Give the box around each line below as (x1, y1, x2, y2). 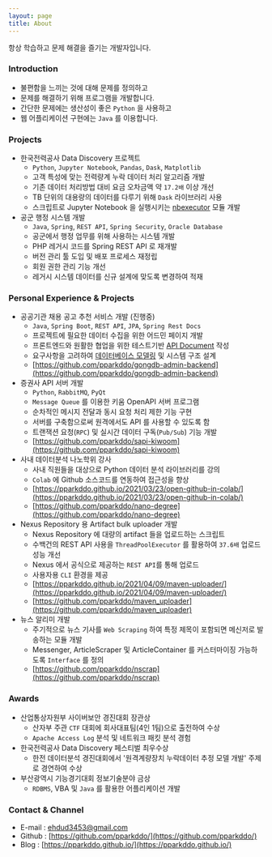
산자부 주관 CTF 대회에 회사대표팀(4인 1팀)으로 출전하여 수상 (32, 723, 220, 732)
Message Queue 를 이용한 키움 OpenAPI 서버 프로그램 (32, 397, 200, 407)
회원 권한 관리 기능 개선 (32, 262, 107, 271)
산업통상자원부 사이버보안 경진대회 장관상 (19, 712, 151, 722)
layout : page (8, 11, 53, 20)
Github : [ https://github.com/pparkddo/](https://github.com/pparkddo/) (19, 831, 257, 841)
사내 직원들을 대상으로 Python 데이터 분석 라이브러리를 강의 (32, 465, 220, 475)
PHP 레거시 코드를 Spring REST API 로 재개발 (32, 241, 178, 251)
